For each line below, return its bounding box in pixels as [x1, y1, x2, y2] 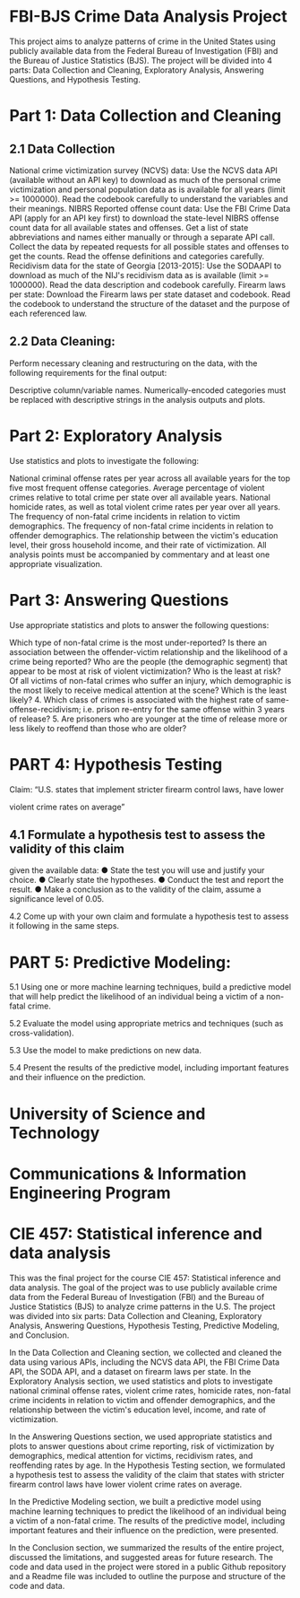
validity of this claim [9, 841, 125, 856]
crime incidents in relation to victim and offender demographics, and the [9, 1394, 276, 1405]
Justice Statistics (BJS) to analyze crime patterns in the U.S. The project [9, 1301, 276, 1312]
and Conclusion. [9, 1330, 70, 1340]
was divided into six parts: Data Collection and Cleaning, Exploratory [9, 1310, 262, 1321]
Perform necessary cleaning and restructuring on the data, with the [9, 357, 258, 369]
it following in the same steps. [9, 921, 119, 931]
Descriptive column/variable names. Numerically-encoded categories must [9, 384, 287, 396]
